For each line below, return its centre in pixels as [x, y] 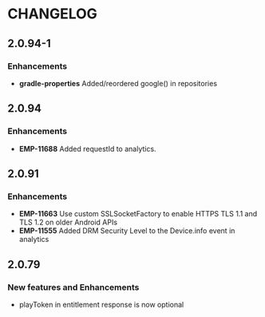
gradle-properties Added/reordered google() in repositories [118, 83]
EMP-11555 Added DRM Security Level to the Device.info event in [127, 231]
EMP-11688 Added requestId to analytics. [87, 149]
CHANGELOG [52, 14]
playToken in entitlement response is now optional [101, 304]
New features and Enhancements [73, 287]
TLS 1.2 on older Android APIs [68, 222]
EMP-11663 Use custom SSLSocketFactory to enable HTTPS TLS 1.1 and [138, 214]
